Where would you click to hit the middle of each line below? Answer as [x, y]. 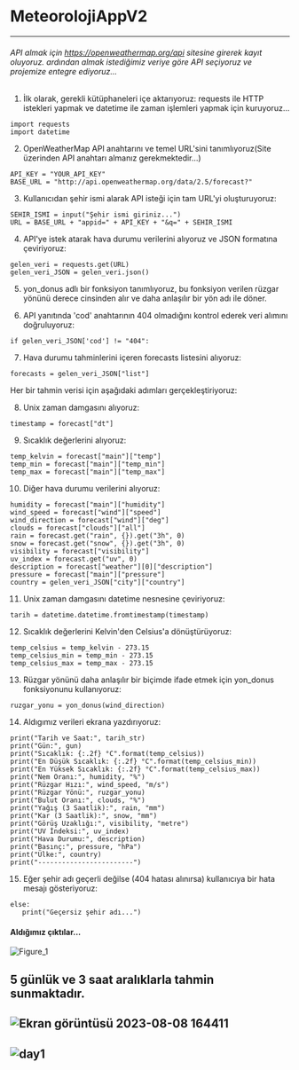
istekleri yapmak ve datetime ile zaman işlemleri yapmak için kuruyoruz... [156, 108]
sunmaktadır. [47, 993]
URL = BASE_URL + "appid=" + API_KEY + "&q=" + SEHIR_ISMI [122, 223]
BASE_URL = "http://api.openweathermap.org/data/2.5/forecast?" [131, 182]
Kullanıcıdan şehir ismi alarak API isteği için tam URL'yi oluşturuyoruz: [149, 199]
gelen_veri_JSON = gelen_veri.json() [80, 272]
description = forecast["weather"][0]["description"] [112, 567]
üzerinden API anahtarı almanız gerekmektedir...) [112, 158]
